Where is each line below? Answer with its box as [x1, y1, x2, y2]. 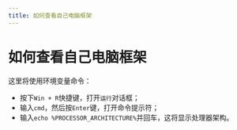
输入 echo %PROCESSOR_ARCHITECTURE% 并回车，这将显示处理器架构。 [19, 113, 234, 122]
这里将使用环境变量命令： [8, 76, 92, 86]
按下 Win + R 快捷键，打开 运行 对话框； [19, 93, 140, 102]
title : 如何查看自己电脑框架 [8, 11, 92, 20]
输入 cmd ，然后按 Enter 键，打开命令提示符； [19, 102, 160, 112]
